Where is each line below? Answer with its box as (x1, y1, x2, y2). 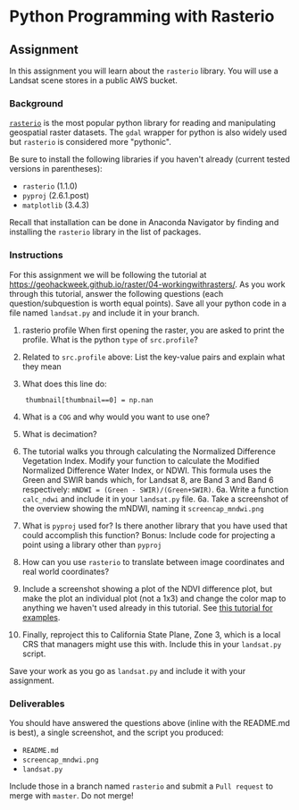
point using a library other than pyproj (21, 539, 162, 550)
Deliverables (9, 697, 65, 710)
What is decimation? (21, 428, 98, 439)
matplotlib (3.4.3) (21, 199, 89, 211)
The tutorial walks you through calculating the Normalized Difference (21, 445, 277, 457)
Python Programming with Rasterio (9, 6, 275, 27)
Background (9, 97, 64, 109)
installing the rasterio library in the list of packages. (9, 226, 202, 238)
